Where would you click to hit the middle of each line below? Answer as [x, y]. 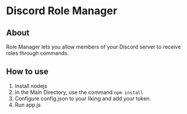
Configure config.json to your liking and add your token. [83, 98]
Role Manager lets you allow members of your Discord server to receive [94, 47]
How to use [27, 72]
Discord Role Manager [62, 11]
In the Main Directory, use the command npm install [79, 92]
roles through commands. [38, 53]
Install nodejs [31, 86]
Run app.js [28, 105]
